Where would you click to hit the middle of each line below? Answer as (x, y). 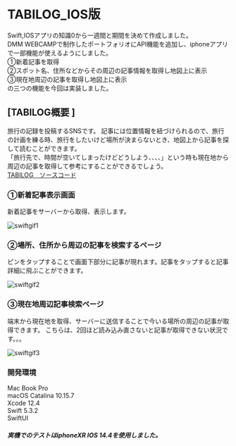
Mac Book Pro (28, 388)
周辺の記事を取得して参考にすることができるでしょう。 (87, 166)
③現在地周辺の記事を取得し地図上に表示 (67, 79)
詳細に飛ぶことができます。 (47, 271)
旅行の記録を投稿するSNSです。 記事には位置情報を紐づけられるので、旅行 (116, 130)
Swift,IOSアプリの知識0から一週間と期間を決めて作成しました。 (100, 35)
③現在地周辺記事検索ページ (56, 304)
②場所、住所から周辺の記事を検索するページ (85, 245)
